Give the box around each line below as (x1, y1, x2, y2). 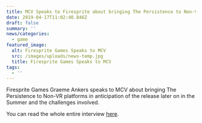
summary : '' (6, 25, 36, 32)
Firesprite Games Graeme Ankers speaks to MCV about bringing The (6, 86, 177, 93)
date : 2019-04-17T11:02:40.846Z (6, 14, 87, 20)
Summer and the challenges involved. (6, 99, 100, 106)
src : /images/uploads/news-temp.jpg (11, 53, 103, 59)
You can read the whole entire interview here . (6, 110, 119, 118)
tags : (6, 64, 20, 70)
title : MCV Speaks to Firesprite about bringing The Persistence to (6, 8, 182, 15)
